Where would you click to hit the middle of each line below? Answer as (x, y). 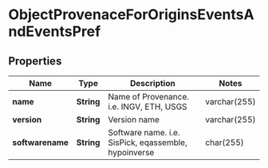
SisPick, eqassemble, (147, 143)
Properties (35, 61)
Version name (133, 119)
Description (153, 83)
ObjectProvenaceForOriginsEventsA (131, 15)
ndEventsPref (55, 31)
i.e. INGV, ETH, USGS (147, 107)
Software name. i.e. (144, 133)
